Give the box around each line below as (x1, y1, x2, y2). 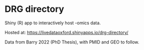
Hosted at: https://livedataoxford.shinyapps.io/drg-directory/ (4, 29, 129, 35)
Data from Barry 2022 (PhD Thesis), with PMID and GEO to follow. (4, 39, 140, 45)
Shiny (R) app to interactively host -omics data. (4, 20, 101, 26)
